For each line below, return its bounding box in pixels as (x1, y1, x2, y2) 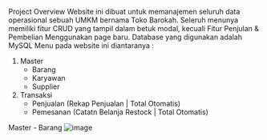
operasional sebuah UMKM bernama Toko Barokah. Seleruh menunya (8, 15, 239, 25)
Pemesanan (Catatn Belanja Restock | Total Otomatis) (31, 107, 208, 117)
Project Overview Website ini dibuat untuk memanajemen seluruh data (8, 7, 241, 16)
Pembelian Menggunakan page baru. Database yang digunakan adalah (8, 32, 243, 42)
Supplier (31, 82, 60, 91)
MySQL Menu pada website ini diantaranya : (8, 41, 155, 50)
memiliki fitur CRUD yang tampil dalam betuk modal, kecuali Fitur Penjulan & (8, 24, 259, 33)
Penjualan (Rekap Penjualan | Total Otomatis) (31, 99, 181, 108)
